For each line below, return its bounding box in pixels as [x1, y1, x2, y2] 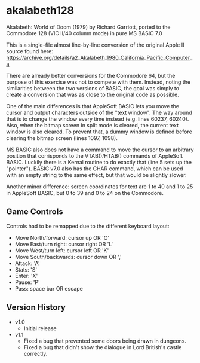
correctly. [23, 350, 48, 357]
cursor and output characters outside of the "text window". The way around [6, 109, 192, 116]
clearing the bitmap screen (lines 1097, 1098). [6, 134, 118, 141]
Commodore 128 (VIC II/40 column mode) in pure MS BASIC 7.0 [6, 29, 162, 36]
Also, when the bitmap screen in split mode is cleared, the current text [6, 121, 179, 129]
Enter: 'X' [14, 272, 38, 279]
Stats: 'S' [14, 266, 38, 273]
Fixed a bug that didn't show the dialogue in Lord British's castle [23, 343, 182, 350]
